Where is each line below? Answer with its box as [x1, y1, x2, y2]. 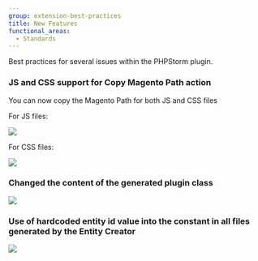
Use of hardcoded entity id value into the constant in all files [8, 216, 250, 227]
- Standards [15, 34, 57, 43]
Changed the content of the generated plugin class [8, 178, 213, 189]
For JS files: [8, 111, 49, 121]
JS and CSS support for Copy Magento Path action [8, 77, 212, 88]
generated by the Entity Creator [8, 225, 136, 237]
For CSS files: [8, 142, 54, 152]
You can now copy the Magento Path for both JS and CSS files [8, 95, 217, 105]
